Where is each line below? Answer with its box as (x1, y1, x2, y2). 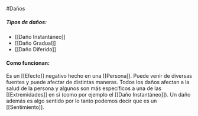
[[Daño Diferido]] (14, 45, 56, 52)
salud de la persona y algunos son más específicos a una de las (6, 85, 161, 92)
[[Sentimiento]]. (6, 104, 44, 111)
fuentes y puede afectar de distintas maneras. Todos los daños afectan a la (6, 79, 190, 86)
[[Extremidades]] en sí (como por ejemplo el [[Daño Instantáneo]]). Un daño (6, 91, 191, 98)
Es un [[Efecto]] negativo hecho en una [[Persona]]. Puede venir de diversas (6, 72, 192, 79)
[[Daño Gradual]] (14, 39, 56, 47)
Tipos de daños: (6, 18, 47, 25)
